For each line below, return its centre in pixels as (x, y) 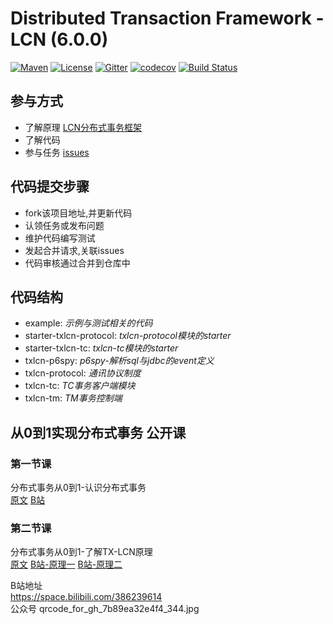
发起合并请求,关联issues (74, 250)
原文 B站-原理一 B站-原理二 (66, 564)
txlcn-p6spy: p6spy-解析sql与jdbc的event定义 (119, 361)
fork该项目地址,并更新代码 (78, 213)
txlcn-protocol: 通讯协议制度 (83, 373)
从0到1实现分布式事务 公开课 (98, 432)
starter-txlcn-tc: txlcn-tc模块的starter (101, 348)
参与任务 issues (57, 152)
